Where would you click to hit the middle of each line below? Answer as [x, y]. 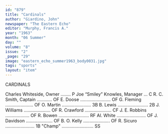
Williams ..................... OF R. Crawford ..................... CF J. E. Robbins [76, 110]
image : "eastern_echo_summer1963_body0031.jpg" [56, 61]
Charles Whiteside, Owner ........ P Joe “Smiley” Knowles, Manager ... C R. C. [84, 94]
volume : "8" [18, 47]
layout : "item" [21, 70]
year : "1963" [19, 33]
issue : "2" [17, 51]
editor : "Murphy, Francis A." [37, 28]
